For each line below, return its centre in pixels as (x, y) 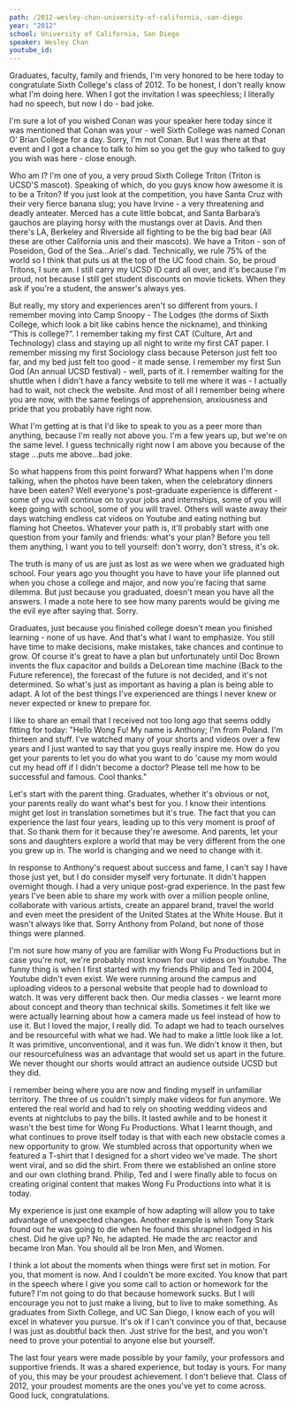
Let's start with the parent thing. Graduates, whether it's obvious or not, (140, 794)
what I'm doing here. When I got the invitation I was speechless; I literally (142, 95)
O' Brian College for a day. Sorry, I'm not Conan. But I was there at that (138, 140)
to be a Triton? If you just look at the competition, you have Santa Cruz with (146, 195)
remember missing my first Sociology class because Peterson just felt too (143, 353)
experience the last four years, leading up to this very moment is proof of (142, 822)
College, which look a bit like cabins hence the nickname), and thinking (138, 325)
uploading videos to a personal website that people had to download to (138, 989)
